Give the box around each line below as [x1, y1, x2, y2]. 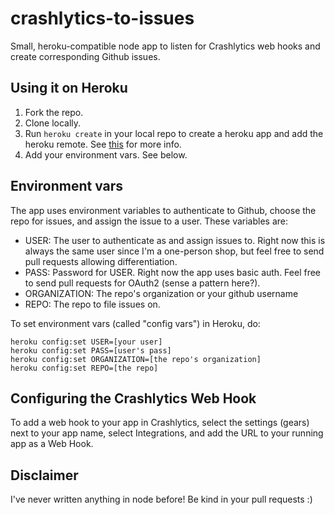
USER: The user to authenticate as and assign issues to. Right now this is [24, 234, 326, 246]
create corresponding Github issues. [10, 50, 161, 62]
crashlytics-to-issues [10, 7, 195, 30]
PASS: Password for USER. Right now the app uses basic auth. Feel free [24, 266, 322, 278]
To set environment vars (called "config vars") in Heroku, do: [10, 317, 261, 329]
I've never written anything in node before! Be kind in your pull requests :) [10, 493, 313, 506]
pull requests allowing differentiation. [24, 255, 178, 267]
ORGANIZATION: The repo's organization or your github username [24, 287, 299, 299]
